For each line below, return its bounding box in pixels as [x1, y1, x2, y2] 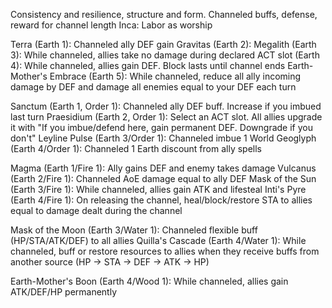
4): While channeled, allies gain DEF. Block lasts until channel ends [10, 60, 286, 71]
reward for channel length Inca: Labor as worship [10, 19, 213, 31]
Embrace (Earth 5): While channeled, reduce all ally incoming [49, 70, 302, 82]
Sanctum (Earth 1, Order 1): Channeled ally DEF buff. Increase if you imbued [10, 100, 322, 112]
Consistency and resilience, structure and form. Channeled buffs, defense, [10, 9, 318, 20]
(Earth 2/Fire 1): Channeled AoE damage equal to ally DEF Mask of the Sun [10, 173, 317, 184]
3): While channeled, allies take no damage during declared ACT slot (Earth [10, 49, 320, 61]
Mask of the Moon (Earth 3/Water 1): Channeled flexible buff [10, 224, 258, 236]
